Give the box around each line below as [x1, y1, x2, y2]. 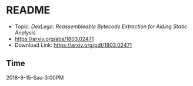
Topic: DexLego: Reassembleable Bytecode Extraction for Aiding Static [14, 23, 187, 30]
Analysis [14, 29, 36, 36]
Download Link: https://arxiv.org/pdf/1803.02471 [14, 42, 132, 49]
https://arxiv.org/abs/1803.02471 [14, 35, 94, 42]
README [6, 4, 51, 17]
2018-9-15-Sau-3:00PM [6, 74, 64, 81]
